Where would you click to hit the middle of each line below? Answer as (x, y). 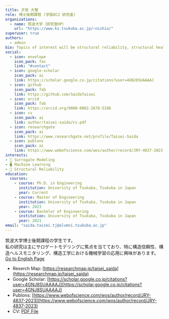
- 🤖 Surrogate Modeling (30, 160)
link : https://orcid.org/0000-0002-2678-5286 (63, 108)
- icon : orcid (24, 99)
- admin (18, 43)
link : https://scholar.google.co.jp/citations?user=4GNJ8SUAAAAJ (84, 80)
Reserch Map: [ (28, 268)
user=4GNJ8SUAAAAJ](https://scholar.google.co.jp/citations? (77, 284)
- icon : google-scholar (34, 71)
